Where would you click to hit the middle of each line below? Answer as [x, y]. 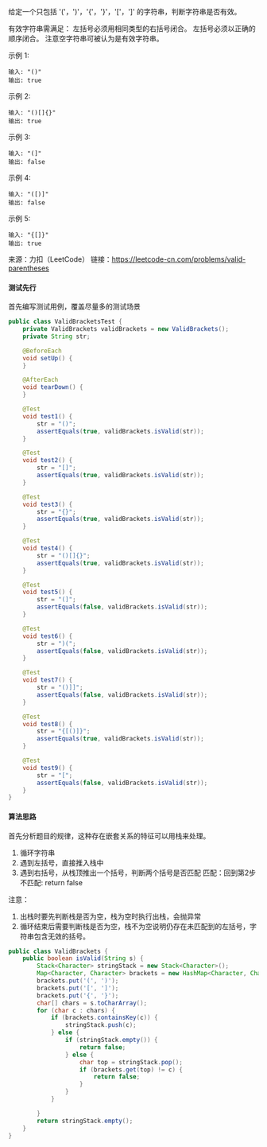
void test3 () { [48, 504]
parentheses [29, 268]
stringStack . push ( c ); [101, 1025]
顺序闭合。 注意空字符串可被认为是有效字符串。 [86, 39]
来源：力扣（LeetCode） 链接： [60, 259]
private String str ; [56, 336]
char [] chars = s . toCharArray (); [92, 1003]
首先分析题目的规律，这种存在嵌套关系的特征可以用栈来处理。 [109, 836]
